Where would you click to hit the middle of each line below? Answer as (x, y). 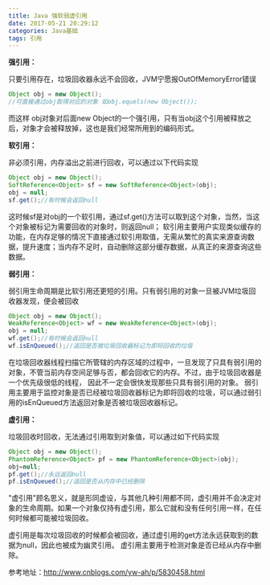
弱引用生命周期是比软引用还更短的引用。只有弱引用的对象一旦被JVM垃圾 (129, 291)
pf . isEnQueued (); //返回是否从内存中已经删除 (77, 482)
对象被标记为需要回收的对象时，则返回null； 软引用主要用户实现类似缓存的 (138, 227)
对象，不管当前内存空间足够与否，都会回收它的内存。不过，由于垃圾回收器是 (135, 372)
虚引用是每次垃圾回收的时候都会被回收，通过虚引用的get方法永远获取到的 (130, 535)
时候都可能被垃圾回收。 (54, 518)
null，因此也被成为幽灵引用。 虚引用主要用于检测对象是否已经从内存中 (138, 545)
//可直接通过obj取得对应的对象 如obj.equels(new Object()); (103, 102)
